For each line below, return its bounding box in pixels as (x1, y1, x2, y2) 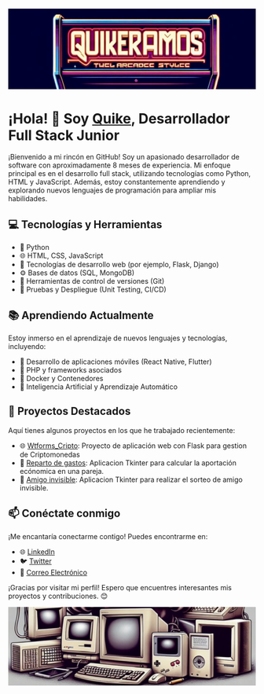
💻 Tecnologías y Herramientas (8, 218, 163, 231)
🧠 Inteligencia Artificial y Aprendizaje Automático (19, 382, 178, 391)
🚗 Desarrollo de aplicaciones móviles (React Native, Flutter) (19, 357, 212, 366)
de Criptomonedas (19, 450, 80, 459)
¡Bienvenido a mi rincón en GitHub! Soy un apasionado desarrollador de (8, 152, 240, 162)
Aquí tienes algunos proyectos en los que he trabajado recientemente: (8, 425, 236, 435)
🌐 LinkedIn (19, 547, 55, 556)
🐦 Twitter (19, 556, 53, 566)
